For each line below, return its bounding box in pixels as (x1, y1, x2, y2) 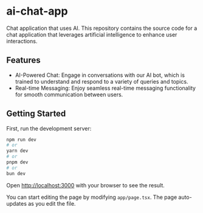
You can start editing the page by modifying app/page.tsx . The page (6, 193, 177, 201)
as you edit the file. (28, 200, 76, 207)
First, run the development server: (6, 125, 92, 132)
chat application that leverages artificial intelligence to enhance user (6, 31, 177, 38)
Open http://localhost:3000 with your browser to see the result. (6, 181, 165, 189)
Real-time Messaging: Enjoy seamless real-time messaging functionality (15, 84, 196, 92)
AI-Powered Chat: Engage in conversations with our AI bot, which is (15, 71, 185, 79)
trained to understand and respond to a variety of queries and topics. (15, 78, 188, 85)
